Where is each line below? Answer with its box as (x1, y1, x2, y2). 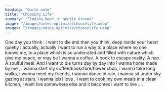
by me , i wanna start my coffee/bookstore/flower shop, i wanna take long (5, 65, 156, 72)
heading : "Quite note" (5, 7, 52, 12)
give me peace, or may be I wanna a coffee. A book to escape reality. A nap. (5, 55, 161, 61)
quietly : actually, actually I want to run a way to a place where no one (5, 45, 147, 50)
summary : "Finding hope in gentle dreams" (5, 16, 94, 21)
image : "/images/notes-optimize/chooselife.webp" (5, 21, 110, 26)
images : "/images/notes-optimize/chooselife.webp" (5, 26, 112, 31)
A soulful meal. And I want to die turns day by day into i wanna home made (5, 60, 158, 66)
